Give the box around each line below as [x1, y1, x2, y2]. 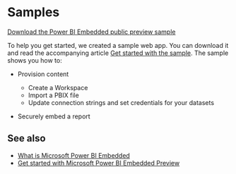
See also [7, 132, 46, 144]
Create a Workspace [28, 83, 88, 92]
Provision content [17, 70, 69, 78]
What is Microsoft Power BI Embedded [17, 151, 131, 159]
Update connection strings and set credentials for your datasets [28, 98, 214, 106]
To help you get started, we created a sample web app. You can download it [7, 41, 229, 49]
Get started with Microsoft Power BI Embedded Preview [17, 159, 180, 167]
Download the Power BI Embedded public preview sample [7, 27, 176, 36]
